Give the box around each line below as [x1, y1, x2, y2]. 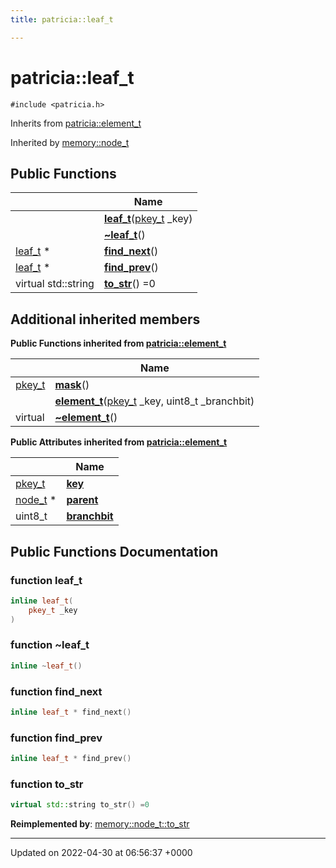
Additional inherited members [10, 311, 201, 328]
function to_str [10, 777, 84, 791]
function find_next [10, 684, 103, 698]
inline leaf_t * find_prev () [10, 754, 132, 764]
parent [66, 493, 99, 507]
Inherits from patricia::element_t [10, 117, 142, 129]
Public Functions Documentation [10, 543, 219, 560]
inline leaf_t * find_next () [10, 707, 132, 717]
